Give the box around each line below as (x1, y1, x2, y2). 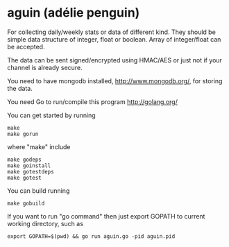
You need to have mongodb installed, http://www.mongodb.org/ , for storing (7, 76, 223, 85)
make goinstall (7, 162, 51, 169)
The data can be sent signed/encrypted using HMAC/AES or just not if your (7, 56, 222, 64)
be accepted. (7, 42, 45, 51)
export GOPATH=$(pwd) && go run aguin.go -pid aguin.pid (7, 232, 176, 240)
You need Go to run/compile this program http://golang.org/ (7, 97, 178, 105)
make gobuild (7, 200, 45, 207)
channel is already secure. (7, 63, 83, 71)
